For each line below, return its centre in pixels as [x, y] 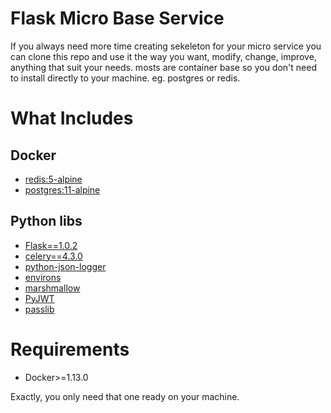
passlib [39, 309]
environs [43, 277]
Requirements [70, 349]
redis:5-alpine [53, 179]
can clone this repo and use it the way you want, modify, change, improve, [163, 56]
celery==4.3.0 [53, 256]
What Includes [72, 118]
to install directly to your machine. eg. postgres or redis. [125, 78]
